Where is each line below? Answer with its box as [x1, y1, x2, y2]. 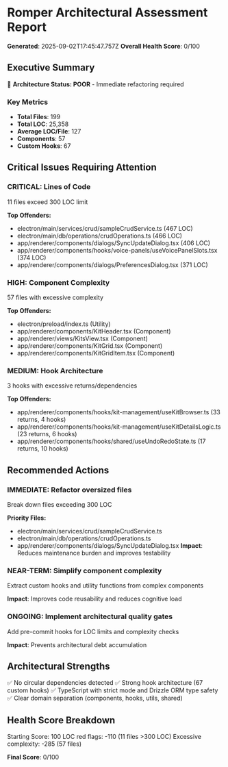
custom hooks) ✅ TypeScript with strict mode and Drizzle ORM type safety [7, 686, 218, 694]
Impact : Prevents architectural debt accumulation [7, 640, 147, 649]
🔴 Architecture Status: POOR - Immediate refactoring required [7, 80, 184, 88]
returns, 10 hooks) [16, 444, 68, 453]
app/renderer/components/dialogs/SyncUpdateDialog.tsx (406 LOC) [16, 238, 211, 247]
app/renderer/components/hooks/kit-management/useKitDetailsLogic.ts [16, 423, 221, 431]
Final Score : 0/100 [7, 753, 60, 762]
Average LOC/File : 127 [16, 127, 81, 136]
